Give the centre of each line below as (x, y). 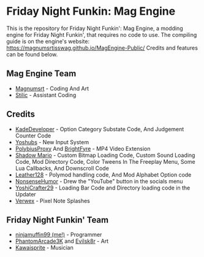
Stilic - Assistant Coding (46, 95)
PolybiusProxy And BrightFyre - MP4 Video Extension (83, 148)
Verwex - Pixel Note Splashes (52, 201)
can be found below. (32, 54)
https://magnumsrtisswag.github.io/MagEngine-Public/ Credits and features (102, 48)
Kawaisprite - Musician (44, 248)
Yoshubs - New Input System (52, 142)
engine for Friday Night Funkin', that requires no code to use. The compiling (102, 34)
